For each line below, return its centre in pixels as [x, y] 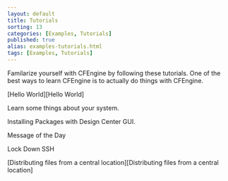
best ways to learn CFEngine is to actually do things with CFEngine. [105, 80]
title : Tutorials [33, 20]
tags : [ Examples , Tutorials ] [50, 54]
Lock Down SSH [31, 149]
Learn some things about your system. [64, 108]
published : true [31, 40]
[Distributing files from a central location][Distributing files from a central [113, 162]
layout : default [31, 14]
